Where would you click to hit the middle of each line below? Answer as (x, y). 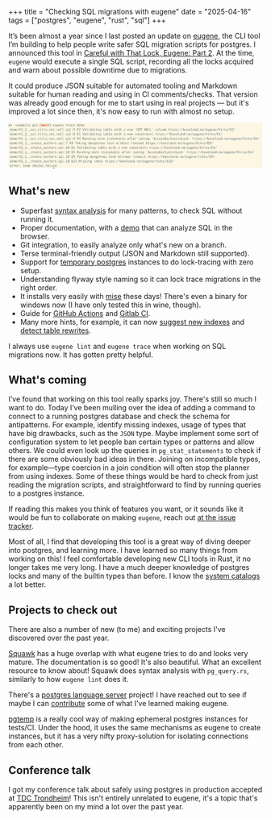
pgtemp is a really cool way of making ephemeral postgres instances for (128, 719)
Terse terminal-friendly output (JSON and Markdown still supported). (135, 253)
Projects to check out (63, 610)
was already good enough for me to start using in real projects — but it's (129, 103)
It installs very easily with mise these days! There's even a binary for (133, 296)
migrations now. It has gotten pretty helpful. (81, 355)
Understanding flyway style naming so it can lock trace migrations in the (140, 279)
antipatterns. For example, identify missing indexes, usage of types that (127, 425)
